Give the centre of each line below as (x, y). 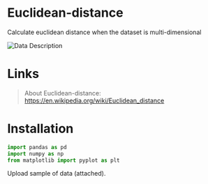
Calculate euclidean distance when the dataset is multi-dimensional (104, 32)
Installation (40, 129)
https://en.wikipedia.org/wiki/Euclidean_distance (94, 100)
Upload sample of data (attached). (57, 174)
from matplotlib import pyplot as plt (64, 160)
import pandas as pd (37, 147)
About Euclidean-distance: (62, 93)
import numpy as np (36, 154)
